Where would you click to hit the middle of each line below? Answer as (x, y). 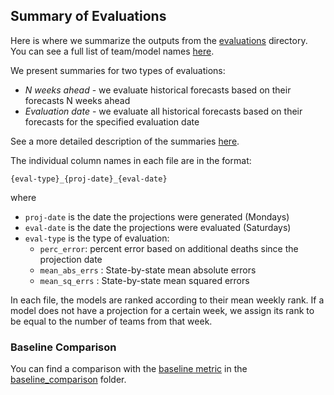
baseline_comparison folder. (68, 380)
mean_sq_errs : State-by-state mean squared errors (144, 280)
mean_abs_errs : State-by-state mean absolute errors (148, 270)
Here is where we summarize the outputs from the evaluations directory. (159, 40)
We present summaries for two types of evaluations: (118, 70)
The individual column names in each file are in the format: (131, 160)
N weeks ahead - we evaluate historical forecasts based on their (158, 90)
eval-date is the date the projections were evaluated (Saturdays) (158, 227)
